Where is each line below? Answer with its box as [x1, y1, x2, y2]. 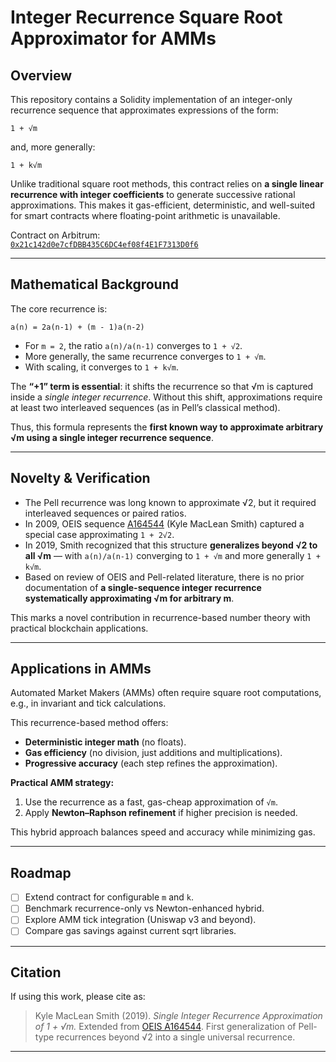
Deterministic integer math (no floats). [24, 736, 187, 748]
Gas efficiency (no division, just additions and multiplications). [24, 747, 283, 759]
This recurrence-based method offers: [10, 717, 169, 729]
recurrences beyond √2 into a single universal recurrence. [56, 1031, 296, 1043]
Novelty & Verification [10, 470, 151, 487]
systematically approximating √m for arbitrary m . [24, 592, 235, 604]
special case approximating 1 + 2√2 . [24, 528, 175, 540]
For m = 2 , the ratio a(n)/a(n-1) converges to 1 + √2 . [24, 339, 243, 351]
